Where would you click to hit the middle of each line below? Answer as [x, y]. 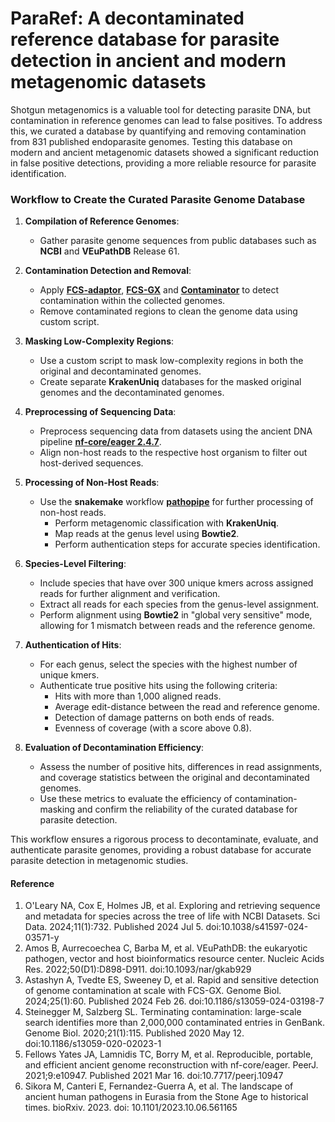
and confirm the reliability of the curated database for [187, 809]
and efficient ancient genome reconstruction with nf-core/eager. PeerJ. [171, 1065]
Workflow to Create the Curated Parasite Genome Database [158, 199]
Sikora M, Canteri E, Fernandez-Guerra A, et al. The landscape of [159, 1086]
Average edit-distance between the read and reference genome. [187, 707]
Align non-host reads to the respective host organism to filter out [173, 453]
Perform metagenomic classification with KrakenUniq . [167, 523]
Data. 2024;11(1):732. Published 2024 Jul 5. [114, 927]
